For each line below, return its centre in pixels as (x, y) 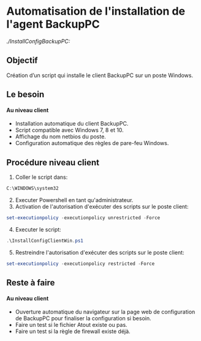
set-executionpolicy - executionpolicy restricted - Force (81, 264)
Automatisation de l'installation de (96, 11)
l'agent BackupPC (53, 24)
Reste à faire (31, 283)
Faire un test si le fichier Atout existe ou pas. (71, 325)
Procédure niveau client (53, 163)
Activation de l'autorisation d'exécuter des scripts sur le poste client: (102, 207)
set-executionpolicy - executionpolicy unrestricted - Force (83, 218)
